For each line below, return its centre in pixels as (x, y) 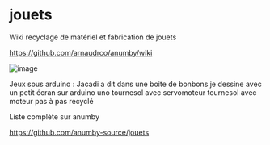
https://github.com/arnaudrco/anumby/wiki (81, 52)
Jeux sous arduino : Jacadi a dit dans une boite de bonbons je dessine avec (135, 84)
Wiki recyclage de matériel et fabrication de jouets (93, 37)
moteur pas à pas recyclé (51, 101)
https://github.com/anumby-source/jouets (79, 132)
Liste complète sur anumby (55, 116)
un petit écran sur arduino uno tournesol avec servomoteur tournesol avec (133, 92)
